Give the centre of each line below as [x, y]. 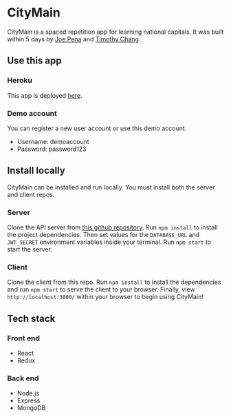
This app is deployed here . [45, 95]
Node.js [28, 394]
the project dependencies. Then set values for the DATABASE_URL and [103, 235]
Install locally [36, 171]
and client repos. [31, 194]
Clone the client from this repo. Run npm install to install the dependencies [114, 282]
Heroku [20, 81]
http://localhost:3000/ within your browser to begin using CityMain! [106, 297]
